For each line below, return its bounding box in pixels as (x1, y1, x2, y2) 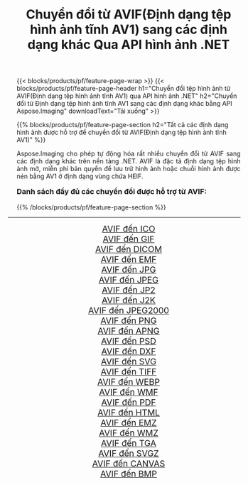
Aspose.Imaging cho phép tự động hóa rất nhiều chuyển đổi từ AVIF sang (16, 149, 241, 158)
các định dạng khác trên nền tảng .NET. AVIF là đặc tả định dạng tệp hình (16, 157, 241, 165)
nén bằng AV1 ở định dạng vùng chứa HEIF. (16, 172, 144, 180)
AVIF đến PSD (101, 335, 156, 347)
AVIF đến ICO (102, 223, 156, 234)
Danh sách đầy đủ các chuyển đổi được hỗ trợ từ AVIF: (16, 187, 207, 197)
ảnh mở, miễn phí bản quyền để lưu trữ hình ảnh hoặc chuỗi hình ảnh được (16, 165, 241, 173)
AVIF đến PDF (101, 397, 156, 408)
